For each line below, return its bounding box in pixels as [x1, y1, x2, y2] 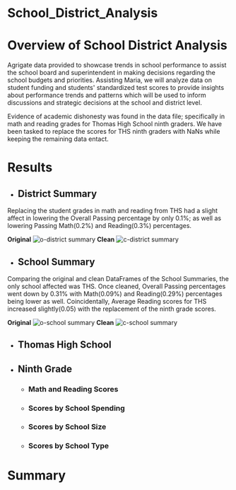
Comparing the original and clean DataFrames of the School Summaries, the [7, 274, 230, 283]
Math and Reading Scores [28, 384, 119, 394]
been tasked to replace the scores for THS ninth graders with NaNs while [7, 127, 220, 136]
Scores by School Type [28, 441, 110, 451]
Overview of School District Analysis [7, 38, 228, 54]
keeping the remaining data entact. [7, 135, 110, 143]
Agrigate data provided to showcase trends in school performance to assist [7, 61, 227, 69]
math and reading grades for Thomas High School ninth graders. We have [7, 120, 223, 128]
